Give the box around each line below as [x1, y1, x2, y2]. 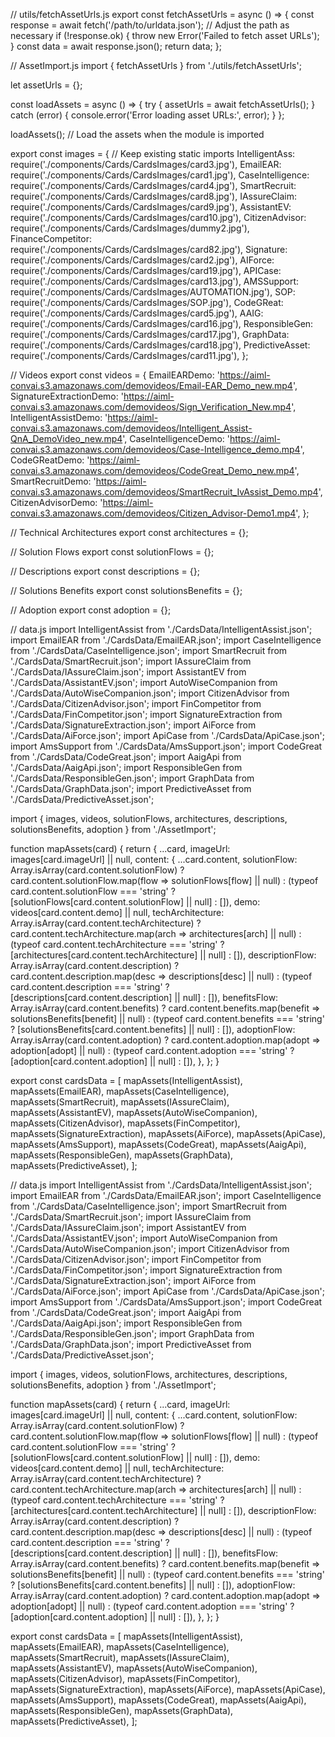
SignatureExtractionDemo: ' [10, 390, 124, 402]
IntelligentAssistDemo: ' [10, 412, 108, 423]
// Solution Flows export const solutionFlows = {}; [10, 546, 215, 558]
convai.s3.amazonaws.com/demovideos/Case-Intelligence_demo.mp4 [10, 444, 301, 455]
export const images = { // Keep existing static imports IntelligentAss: [10, 148, 296, 159]
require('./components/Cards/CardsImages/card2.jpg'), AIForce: [10, 254, 275, 266]
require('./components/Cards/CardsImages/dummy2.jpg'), [10, 222, 250, 234]
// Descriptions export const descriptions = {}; [10, 565, 200, 577]
